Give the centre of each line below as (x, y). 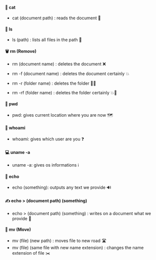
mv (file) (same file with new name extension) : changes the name (78, 247)
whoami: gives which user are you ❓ (48, 139)
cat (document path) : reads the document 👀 (56, 18)
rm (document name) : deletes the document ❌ (59, 64)
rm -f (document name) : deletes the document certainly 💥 (71, 74)
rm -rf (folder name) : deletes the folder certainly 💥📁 (64, 92)
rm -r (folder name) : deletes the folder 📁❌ (54, 83)
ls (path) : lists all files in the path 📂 (47, 40)
